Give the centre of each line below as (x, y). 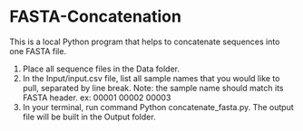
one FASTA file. (38, 51)
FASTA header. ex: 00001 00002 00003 (97, 98)
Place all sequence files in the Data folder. (101, 69)
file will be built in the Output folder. (89, 117)
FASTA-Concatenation (95, 17)
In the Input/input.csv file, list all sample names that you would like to (151, 78)
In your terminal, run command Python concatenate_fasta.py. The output (158, 107)
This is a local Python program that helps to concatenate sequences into (145, 42)
